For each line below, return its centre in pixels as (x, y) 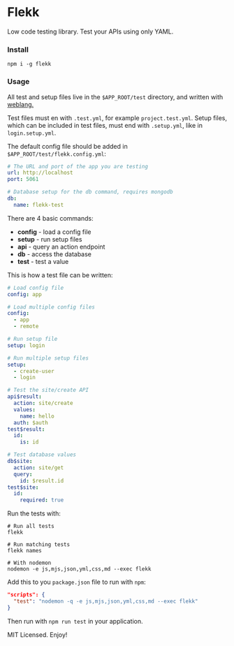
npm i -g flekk (29, 64)
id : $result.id (42, 480)
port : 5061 (23, 179)
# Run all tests (31, 527)
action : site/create (43, 403)
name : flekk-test (39, 205)
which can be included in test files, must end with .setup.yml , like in (105, 125)
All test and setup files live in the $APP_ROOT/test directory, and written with (115, 97)
